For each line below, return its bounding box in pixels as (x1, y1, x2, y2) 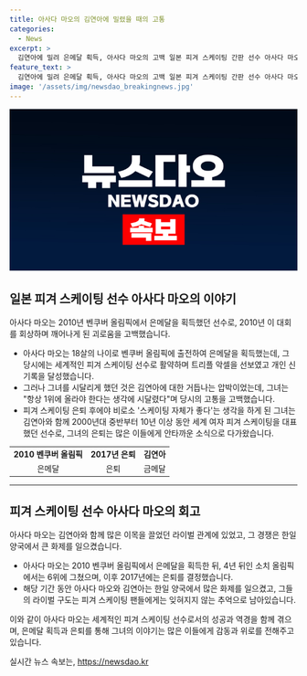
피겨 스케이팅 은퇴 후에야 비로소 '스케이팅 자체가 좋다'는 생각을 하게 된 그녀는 (22, 405, 296, 416)
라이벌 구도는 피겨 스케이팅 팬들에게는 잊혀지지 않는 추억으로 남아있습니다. (32, 595, 297, 606)
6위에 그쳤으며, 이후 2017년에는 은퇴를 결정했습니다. (47, 572, 234, 583)
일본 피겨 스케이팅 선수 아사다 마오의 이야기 (9, 290, 237, 306)
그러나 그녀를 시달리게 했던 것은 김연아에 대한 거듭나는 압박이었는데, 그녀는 (22, 382, 290, 393)
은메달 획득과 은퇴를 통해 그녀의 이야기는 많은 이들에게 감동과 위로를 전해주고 (21, 626, 295, 637)
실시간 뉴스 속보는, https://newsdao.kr (9, 656, 149, 667)
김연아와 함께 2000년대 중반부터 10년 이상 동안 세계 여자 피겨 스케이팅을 (22, 417, 281, 428)
